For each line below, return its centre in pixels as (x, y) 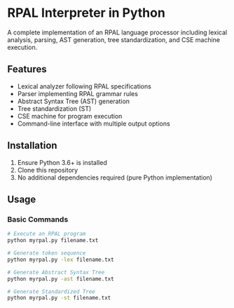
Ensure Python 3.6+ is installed (62, 162)
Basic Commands (38, 219)
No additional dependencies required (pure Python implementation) (115, 178)
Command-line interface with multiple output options (94, 123)
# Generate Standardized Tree (51, 292)
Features (27, 69)
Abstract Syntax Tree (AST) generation (74, 101)
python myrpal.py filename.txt (53, 241)
